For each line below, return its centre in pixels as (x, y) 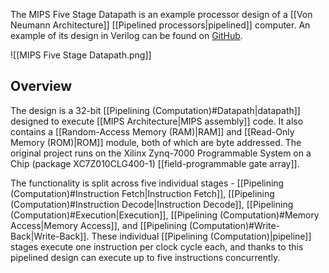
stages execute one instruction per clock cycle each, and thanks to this (157, 246)
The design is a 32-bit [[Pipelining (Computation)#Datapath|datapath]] (155, 110)
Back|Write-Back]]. (50, 236)
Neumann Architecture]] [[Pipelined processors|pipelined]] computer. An (160, 25)
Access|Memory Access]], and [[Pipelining (99, 225)
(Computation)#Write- (234, 225)
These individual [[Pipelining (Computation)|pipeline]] (201, 236)
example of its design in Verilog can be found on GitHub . (126, 35)
